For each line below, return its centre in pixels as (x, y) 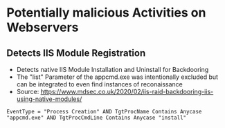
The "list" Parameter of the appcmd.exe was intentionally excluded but (117, 77)
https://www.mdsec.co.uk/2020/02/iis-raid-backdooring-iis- (127, 92)
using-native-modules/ (49, 99)
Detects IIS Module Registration (76, 53)
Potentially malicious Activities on (106, 13)
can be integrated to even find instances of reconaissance (99, 84)
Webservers (43, 27)
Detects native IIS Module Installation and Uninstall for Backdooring (112, 70)
